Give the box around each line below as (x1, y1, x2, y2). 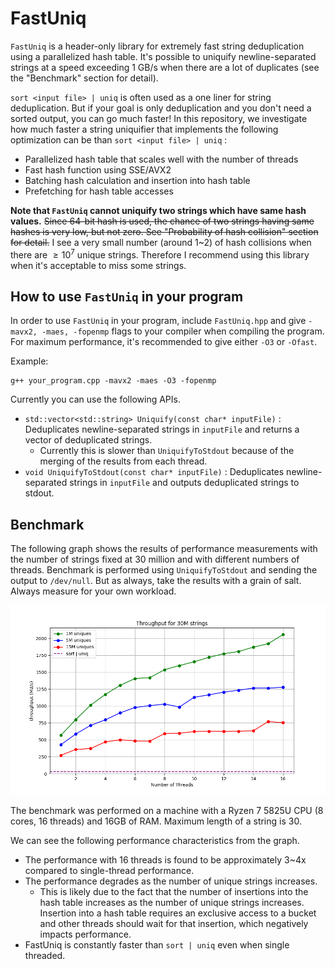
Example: (10, 355, 49, 367)
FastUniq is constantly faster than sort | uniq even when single (24, 938, 290, 951)
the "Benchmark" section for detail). (10, 72, 159, 84)
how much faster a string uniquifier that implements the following (10, 123, 279, 135)
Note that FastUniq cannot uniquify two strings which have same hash (10, 204, 307, 216)
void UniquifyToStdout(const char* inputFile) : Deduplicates (24, 466, 285, 478)
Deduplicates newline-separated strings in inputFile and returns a (24, 423, 300, 436)
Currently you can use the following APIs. (10, 393, 181, 406)
